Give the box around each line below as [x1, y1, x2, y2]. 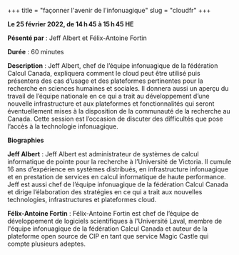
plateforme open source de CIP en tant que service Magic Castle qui [7, 232, 209, 240]
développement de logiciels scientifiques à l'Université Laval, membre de [7, 217, 223, 225]
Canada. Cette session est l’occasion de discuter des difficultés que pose [7, 114, 223, 123]
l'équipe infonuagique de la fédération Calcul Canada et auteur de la [7, 224, 208, 233]
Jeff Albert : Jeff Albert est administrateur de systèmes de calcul [7, 150, 199, 158]
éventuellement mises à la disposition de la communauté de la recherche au [7, 107, 230, 115]
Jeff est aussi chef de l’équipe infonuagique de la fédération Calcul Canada [7, 180, 228, 189]
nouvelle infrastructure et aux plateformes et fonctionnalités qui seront [7, 99, 215, 108]
